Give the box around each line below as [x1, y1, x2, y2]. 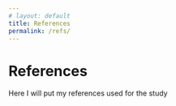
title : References [8, 19, 71, 28]
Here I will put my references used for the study [8, 88, 168, 98]
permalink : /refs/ [8, 27, 71, 35]
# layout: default [8, 11, 71, 20]
